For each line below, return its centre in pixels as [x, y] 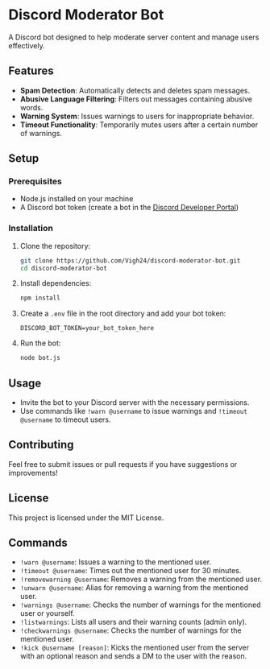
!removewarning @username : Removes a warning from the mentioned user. [141, 579]
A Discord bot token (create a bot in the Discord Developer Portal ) [129, 208]
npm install [40, 298]
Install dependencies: [56, 283]
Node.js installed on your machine [77, 199]
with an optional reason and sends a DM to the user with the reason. [133, 656]
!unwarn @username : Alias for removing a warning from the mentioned [134, 588]
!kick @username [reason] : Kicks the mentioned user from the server [135, 648]
